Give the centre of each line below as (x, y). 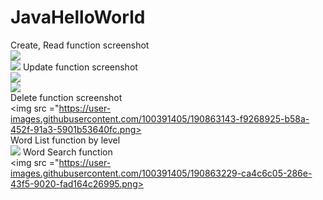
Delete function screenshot (66, 97)
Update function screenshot (80, 67)
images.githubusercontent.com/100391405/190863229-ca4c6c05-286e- (161, 173)
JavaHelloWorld (78, 17)
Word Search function (67, 152)
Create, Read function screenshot (80, 45)
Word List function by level (65, 140)
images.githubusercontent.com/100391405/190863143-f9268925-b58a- (160, 118)
